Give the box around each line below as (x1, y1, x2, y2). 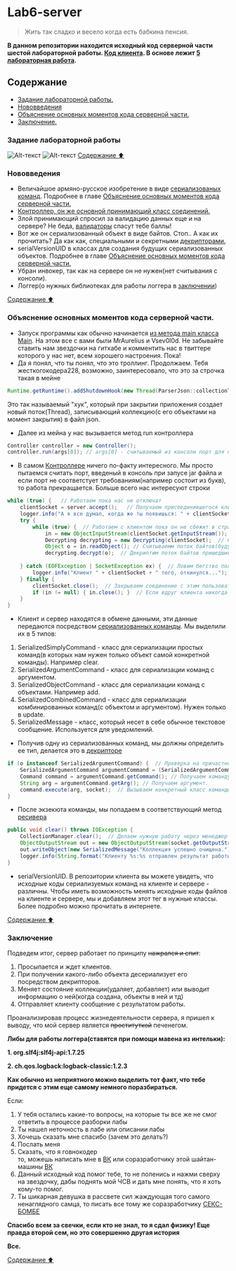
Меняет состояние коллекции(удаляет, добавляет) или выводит (17, 985, 210, 993)
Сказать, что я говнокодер (17, 1147, 98, 1156)
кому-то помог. (17, 1185, 64, 1193)
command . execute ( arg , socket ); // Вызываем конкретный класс (20, 786, 206, 793)
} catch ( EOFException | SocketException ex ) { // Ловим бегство (20, 563, 218, 570)
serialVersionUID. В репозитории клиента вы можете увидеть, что (17, 872, 214, 880)
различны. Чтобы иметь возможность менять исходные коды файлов (17, 886, 228, 895)
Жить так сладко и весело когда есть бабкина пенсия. (24, 27, 189, 36)
